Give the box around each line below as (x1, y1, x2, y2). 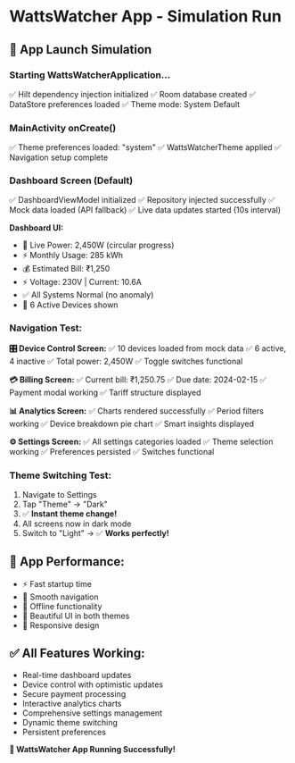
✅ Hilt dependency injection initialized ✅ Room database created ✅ (9, 88, 257, 99)
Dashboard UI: (9, 222, 64, 233)
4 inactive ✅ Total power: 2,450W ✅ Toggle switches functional (9, 356, 243, 366)
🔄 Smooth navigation (21, 591, 100, 602)
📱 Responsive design (21, 619, 100, 631)
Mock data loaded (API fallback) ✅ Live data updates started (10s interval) (9, 205, 282, 215)
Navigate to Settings (21, 490, 97, 500)
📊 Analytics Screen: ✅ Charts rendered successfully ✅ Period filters (9, 405, 265, 416)
